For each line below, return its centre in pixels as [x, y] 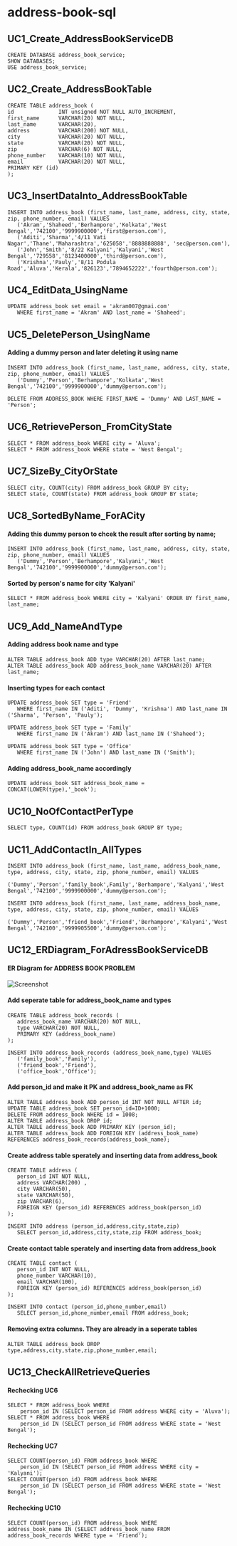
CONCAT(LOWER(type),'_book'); [52, 790]
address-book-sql [62, 12]
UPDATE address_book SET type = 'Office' [70, 747]
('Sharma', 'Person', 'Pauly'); [55, 715]
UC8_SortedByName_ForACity [77, 516]
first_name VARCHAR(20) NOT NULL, [67, 118]
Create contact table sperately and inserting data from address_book [112, 1248]
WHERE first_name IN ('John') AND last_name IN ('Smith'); [106, 753]
